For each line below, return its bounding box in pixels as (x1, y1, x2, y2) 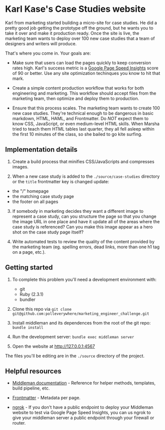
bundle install (12, 325, 44, 330)
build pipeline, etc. (12, 385, 50, 391)
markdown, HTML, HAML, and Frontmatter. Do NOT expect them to (12, 115, 149, 121)
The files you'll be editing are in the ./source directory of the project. (5, 353, 145, 359)
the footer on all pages (12, 198, 59, 204)
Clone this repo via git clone (12, 306, 72, 312)
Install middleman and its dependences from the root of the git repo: (12, 320, 151, 326)
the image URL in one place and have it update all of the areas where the (12, 218, 160, 225)
